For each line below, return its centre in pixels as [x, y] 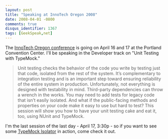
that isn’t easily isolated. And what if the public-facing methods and [87, 100]
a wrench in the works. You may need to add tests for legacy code [86, 95]
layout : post [19, 10]
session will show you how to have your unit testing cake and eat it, [87, 111]
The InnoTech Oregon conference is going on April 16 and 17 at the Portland [83, 48]
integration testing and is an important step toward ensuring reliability [89, 79]
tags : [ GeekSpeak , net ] [29, 33]
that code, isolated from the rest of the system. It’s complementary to [89, 73]
